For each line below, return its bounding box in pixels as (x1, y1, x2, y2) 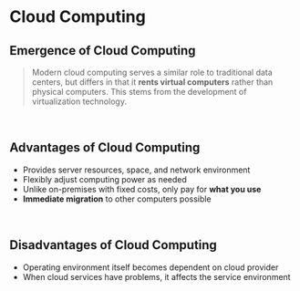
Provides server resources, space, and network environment (22, 164, 251, 175)
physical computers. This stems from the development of (31, 87, 247, 97)
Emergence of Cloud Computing (9, 43, 196, 58)
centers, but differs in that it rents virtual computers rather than (31, 77, 274, 88)
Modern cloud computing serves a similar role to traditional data (31, 67, 274, 78)
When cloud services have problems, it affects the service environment (22, 271, 291, 282)
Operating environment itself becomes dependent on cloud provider (22, 262, 279, 273)
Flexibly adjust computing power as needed (22, 173, 187, 184)
